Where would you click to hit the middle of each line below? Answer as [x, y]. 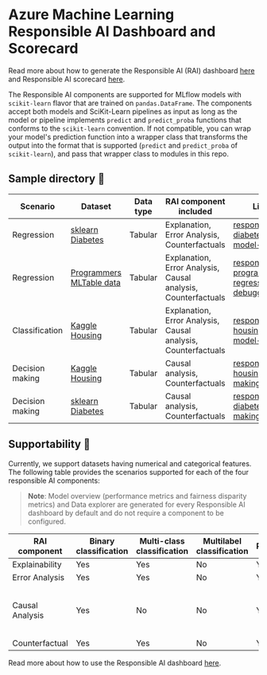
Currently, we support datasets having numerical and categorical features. [130, 463]
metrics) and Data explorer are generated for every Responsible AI [136, 504]
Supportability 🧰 [49, 444]
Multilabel [222, 541]
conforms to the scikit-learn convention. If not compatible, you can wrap [130, 128]
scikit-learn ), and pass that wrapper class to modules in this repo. [118, 154]
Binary [102, 541]
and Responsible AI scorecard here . [67, 79]
